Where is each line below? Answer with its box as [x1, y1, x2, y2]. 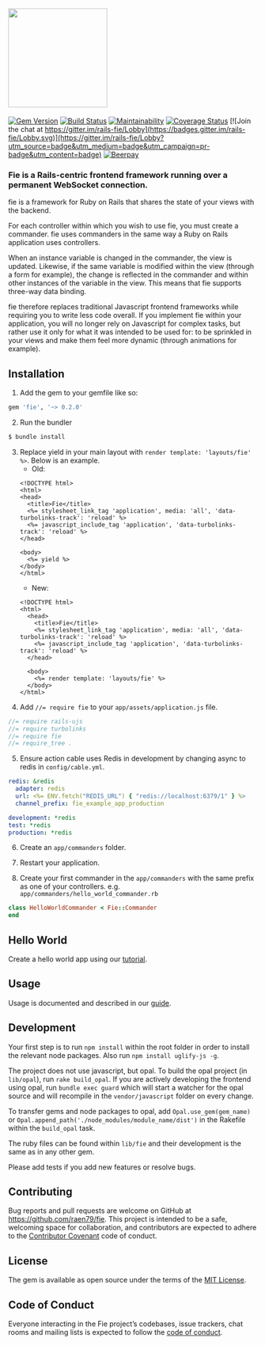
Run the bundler [19, 417, 73, 427]
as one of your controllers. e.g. [19, 882, 120, 891]
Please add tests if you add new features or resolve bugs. [8, 1162, 196, 1172]
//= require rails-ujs [8, 717, 83, 725]
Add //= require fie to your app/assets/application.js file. [19, 702, 218, 712]
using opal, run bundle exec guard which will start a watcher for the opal [8, 1082, 244, 1092]
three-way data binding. [8, 287, 87, 297]
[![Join [229, 115, 252, 126]
